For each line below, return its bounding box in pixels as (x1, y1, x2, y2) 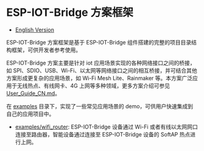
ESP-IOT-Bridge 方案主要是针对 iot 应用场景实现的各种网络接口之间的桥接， (6, 59, 196, 66)
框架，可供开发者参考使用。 (11, 46, 81, 54)
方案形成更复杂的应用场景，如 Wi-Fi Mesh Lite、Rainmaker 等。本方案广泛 (6, 74, 193, 82)
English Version (15, 26, 55, 33)
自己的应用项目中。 (6, 110, 55, 118)
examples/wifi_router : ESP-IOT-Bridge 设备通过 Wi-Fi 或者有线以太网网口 (15, 123, 198, 130)
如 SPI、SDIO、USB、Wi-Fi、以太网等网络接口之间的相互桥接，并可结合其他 (6, 66, 198, 74)
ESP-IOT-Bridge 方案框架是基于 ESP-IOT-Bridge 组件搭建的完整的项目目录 (6, 38, 192, 46)
